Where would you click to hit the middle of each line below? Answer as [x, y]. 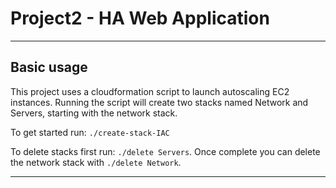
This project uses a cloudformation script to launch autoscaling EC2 [150, 91]
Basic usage [49, 67]
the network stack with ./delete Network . [96, 162]
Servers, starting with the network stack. [94, 113]
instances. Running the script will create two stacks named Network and [159, 102]
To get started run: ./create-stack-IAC [90, 132]
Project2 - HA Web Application [140, 18]
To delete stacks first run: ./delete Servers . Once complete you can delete [165, 151]
